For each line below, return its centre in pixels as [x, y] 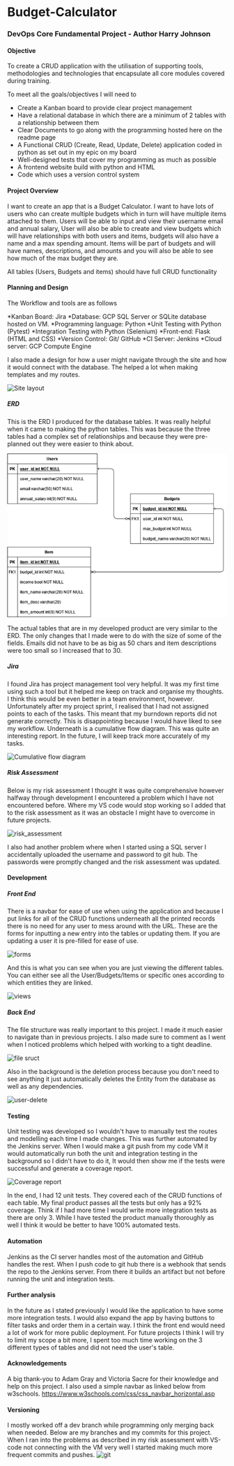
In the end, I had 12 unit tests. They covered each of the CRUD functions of [115, 1195]
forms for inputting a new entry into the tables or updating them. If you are [114, 934]
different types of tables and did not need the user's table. [91, 1347]
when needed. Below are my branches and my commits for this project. [110, 1433]
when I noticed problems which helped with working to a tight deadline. [110, 1045]
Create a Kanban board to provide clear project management [104, 108]
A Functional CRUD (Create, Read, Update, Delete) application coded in [119, 145]
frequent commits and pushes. [51, 1455]
